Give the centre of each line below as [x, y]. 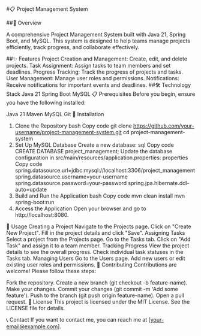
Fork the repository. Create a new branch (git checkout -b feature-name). [97, 283]
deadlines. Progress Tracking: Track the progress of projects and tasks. [94, 72]
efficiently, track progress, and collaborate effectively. [73, 47]
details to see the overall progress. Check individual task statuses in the [95, 252]
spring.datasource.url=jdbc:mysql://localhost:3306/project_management [105, 170]
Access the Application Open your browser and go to [80, 208]
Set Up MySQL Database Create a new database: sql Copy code [94, 145]
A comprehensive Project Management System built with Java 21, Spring [96, 34]
